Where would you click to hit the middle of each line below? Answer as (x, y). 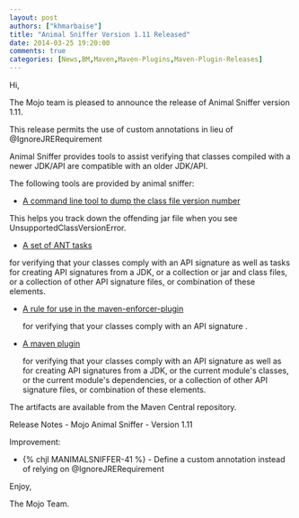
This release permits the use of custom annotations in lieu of (121, 129)
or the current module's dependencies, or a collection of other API (145, 380)
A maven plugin (51, 344)
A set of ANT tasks (57, 245)
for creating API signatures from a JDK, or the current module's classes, (155, 371)
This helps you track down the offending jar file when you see (123, 218)
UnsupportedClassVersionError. (68, 228)
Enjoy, (21, 486)
